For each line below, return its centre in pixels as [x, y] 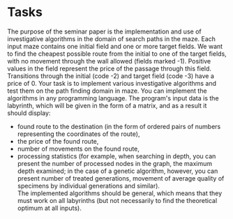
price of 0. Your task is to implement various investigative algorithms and [112, 83]
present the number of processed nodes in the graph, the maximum [115, 163]
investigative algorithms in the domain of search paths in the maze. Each [112, 38]
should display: [29, 113]
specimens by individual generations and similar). [89, 186]
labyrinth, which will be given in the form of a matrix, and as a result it [107, 105]
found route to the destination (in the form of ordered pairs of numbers [119, 126]
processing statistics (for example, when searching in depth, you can [116, 156]
